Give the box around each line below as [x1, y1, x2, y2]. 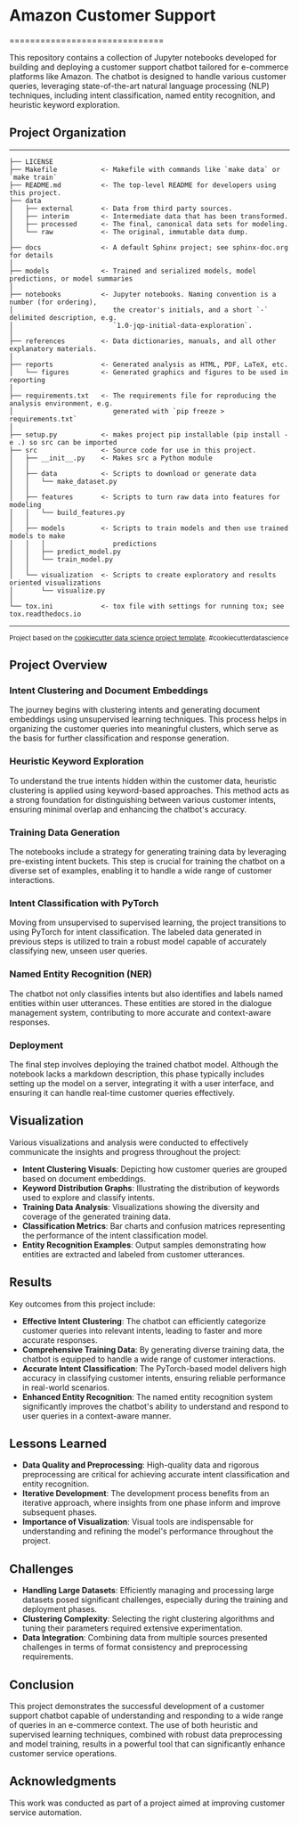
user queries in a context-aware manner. [21, 1410, 172, 1421]
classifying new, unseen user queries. [9, 945, 149, 956]
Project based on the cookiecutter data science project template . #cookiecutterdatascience [9, 634, 289, 642]
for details [9, 250, 53, 259]
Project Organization [9, 126, 126, 141]
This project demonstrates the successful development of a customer [9, 1700, 265, 1711]
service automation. [9, 1806, 83, 1818]
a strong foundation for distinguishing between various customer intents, [9, 794, 277, 805]
